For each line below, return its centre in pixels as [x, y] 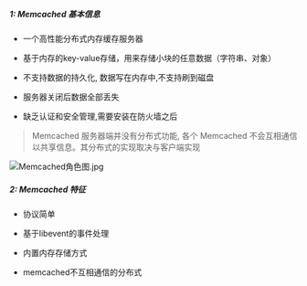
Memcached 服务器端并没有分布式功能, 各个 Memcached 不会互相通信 [164, 135]
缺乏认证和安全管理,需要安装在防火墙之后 [100, 116]
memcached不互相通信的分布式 [82, 272]
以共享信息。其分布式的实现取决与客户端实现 [116, 147]
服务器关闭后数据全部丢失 [71, 97]
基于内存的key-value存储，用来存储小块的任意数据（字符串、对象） [149, 58]
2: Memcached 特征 [48, 189]
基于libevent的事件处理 [66, 233]
